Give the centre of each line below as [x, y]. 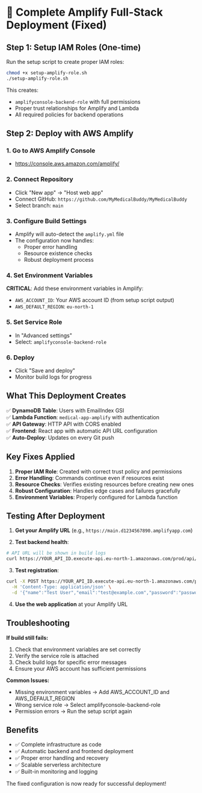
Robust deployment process [59, 260]
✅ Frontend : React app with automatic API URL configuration [82, 431]
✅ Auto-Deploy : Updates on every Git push [60, 437]
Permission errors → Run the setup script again [73, 711]
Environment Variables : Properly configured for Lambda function [96, 497]
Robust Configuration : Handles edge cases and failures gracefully [98, 490]
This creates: [23, 90]
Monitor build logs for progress [53, 377]
